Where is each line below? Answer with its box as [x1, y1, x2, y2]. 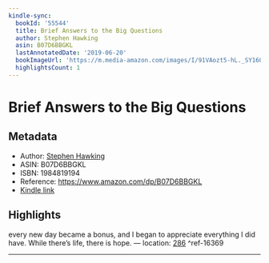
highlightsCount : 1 [15, 64, 81, 72]
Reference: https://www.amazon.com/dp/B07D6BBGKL [19, 177, 203, 186]
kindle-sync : [8, 11, 52, 20]
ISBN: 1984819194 [19, 168, 80, 177]
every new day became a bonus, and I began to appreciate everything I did [8, 229, 256, 239]
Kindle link [19, 185, 54, 194]
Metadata [8, 130, 58, 144]
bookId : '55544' [15, 19, 70, 27]
